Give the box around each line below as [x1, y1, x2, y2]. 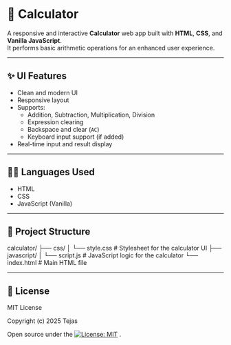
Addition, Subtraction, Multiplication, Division [27, 110, 155, 119]
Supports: [16, 103, 45, 111]
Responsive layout [16, 96, 69, 104]
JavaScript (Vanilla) [16, 199, 73, 208]
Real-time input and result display [16, 139, 113, 148]
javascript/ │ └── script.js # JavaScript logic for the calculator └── [7, 251, 199, 259]
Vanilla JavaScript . [7, 36, 62, 44]
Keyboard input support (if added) [27, 132, 124, 141]
